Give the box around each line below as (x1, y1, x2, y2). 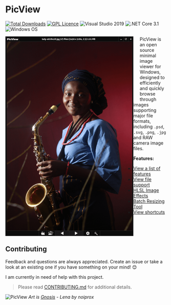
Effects (133, 192, 148, 199)
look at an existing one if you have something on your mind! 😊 (5, 264, 137, 270)
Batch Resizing (133, 198, 165, 204)
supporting (133, 107, 157, 113)
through (140, 96, 157, 102)
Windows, (140, 68, 161, 75)
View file (133, 176, 152, 182)
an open (140, 41, 157, 47)
